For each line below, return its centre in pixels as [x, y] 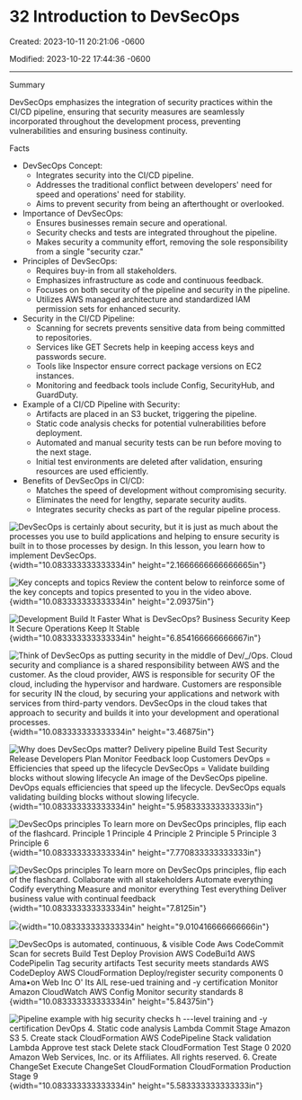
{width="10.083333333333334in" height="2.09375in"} [112, 601]
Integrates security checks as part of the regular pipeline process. [158, 509]
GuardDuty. [57, 395]
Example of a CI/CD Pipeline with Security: [101, 404]
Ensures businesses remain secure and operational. [131, 223]
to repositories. [64, 337]
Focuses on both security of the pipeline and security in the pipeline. [163, 289]
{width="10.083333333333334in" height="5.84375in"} [111, 1001]
